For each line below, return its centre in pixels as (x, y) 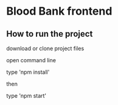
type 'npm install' (28, 72)
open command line (31, 60)
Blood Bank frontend (59, 11)
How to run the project (50, 34)
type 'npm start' (26, 96)
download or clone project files (45, 48)
